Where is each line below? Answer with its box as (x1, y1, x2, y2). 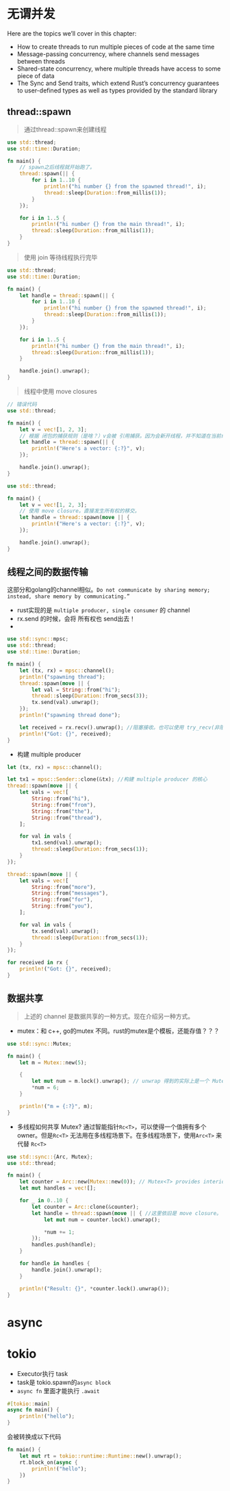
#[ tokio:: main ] (7, 1400, 51, 1407)
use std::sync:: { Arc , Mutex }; (7, 1153, 94, 1160)
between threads (16, 57, 66, 65)
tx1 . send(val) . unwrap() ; (31, 840, 103, 847)
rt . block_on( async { (19, 1459, 78, 1466)
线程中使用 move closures (23, 388, 97, 395)
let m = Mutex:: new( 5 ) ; (19, 1059, 88, 1066)
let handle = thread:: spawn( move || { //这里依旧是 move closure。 (31, 1210, 222, 1216)
